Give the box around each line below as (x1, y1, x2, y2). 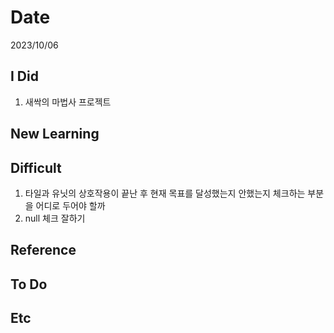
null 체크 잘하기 (24, 212, 86, 224)
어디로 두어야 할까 (35, 199, 106, 211)
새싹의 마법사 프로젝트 (24, 96, 112, 108)
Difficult (10, 159, 62, 176)
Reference (10, 242, 77, 259)
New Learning (10, 126, 100, 143)
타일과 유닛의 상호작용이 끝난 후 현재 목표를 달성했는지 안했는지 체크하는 (24, 187, 306, 199)
